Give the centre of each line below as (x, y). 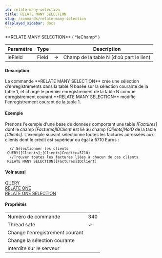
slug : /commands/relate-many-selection (46, 19)
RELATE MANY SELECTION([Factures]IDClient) (52, 161)
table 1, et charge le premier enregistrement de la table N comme (70, 92)
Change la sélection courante (41, 240)
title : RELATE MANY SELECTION (36, 14)
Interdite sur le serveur (33, 248)
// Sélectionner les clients (39, 149)
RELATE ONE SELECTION (30, 193)
